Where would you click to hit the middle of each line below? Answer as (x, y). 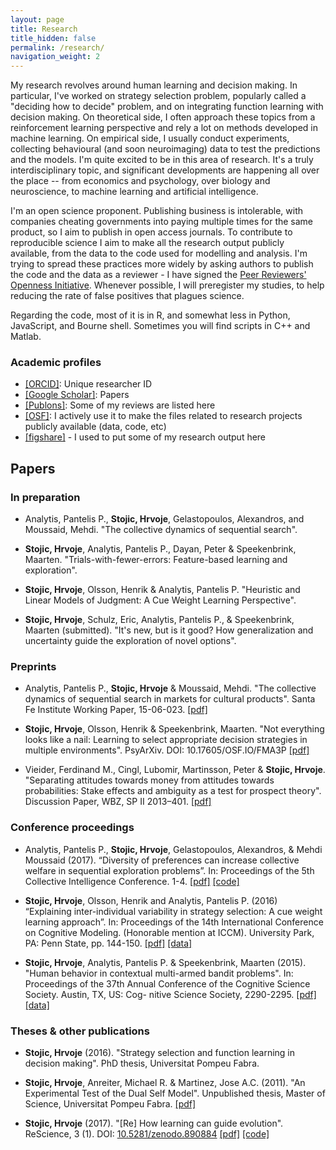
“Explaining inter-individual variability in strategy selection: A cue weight (173, 911)
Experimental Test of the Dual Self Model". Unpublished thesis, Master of (175, 1093)
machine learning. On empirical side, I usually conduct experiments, (150, 138)
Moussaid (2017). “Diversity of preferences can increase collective (162, 860)
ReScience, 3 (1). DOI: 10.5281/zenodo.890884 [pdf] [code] (147, 1134)
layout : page (37, 19)
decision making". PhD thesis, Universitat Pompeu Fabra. (142, 1063)
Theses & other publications (80, 1031)
